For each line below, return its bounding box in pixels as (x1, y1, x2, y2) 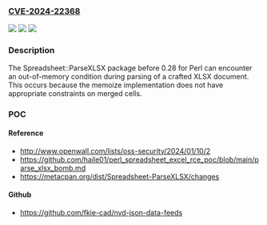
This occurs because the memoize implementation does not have (8, 80, 224, 90)
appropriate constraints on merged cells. (8, 88, 142, 98)
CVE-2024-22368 (8, 6, 81, 17)
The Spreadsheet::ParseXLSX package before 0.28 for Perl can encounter (8, 62, 253, 73)
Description (8, 45, 55, 56)
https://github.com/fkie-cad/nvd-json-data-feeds (19, 207, 183, 217)
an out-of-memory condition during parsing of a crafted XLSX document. (8, 71, 249, 81)
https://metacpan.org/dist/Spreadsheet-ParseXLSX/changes (19, 171, 220, 181)
